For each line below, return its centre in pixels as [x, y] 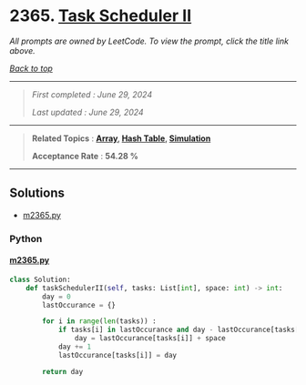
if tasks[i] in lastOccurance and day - [136, 330]
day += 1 [75, 347]
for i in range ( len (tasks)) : [99, 321]
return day [63, 371]
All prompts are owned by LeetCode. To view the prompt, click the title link [149, 41]
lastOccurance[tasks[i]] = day [117, 355]
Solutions [37, 193]
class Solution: [40, 279]
